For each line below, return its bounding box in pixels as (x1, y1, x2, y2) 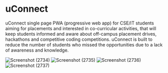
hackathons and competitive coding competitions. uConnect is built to (5, 36, 153, 42)
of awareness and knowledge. (5, 47, 69, 53)
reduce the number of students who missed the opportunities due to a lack (5, 41, 163, 47)
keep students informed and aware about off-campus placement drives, (5, 31, 157, 37)
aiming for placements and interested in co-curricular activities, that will (5, 25, 157, 31)
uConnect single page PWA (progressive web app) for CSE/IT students (5, 20, 154, 26)
